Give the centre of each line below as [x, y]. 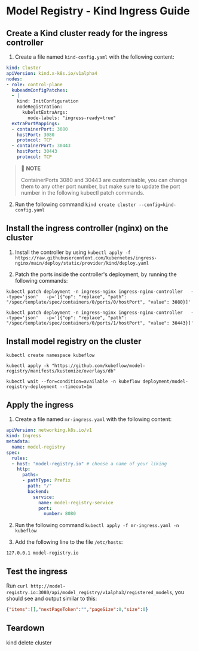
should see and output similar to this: [52, 599]
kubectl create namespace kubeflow [50, 355]
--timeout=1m [76, 387]
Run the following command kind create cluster [75, 204]
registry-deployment [32, 387]
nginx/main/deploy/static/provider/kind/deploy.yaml [82, 263]
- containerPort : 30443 [41, 146]
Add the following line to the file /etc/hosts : [69, 542]
